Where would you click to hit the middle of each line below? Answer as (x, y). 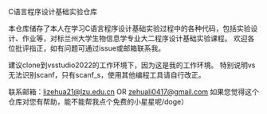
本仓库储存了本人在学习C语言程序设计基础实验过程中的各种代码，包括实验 (130, 28)
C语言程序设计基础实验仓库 (53, 11)
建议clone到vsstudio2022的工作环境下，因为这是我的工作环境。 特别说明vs (132, 65)
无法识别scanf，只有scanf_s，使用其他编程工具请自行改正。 (107, 75)
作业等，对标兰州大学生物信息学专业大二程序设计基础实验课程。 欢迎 (135, 38)
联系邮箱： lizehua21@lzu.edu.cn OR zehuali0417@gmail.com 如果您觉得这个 (133, 92)
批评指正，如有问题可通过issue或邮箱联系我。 (90, 48)
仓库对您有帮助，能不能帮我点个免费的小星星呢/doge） (98, 102)
